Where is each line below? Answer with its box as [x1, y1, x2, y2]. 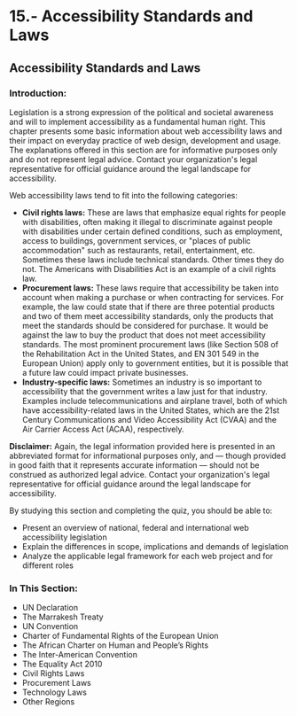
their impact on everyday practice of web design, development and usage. [9, 135, 281, 145]
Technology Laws [21, 687, 87, 697]
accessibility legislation [21, 532, 108, 542]
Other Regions [21, 697, 75, 707]
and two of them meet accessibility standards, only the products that [21, 310, 274, 321]
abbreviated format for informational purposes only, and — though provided [9, 450, 286, 461]
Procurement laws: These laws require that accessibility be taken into [21, 282, 279, 293]
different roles [21, 560, 74, 571]
